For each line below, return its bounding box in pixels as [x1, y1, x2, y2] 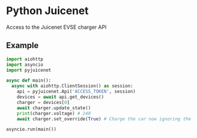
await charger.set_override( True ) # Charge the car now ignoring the [17, 116, 192, 122]
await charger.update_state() [17, 105, 91, 111]
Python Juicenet [6, 4, 89, 18]
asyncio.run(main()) [6, 126, 57, 133]
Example [6, 41, 39, 51]
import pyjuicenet [6, 67, 51, 73]
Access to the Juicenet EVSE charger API [6, 23, 107, 31]
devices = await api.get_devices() [17, 94, 104, 100]
